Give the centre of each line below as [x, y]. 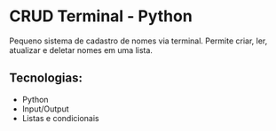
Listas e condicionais [60, 118]
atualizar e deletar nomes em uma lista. [81, 50]
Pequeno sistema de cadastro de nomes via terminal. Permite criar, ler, [138, 41]
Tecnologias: [46, 78]
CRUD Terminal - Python [101, 16]
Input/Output [45, 109]
